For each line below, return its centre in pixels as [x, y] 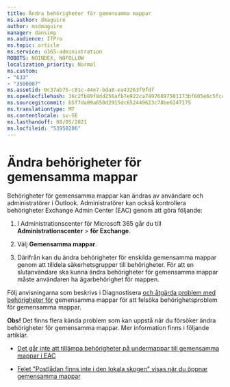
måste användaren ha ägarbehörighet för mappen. [88, 279]
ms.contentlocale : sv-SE [42, 115]
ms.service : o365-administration [55, 52]
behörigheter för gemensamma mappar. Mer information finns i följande [108, 328]
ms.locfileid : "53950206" [44, 128]
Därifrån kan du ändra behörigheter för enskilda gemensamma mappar [117, 257]
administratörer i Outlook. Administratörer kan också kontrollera [97, 203]
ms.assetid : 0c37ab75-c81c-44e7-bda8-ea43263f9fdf [81, 90]
